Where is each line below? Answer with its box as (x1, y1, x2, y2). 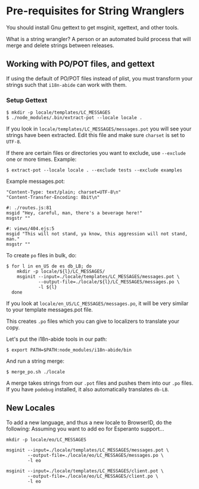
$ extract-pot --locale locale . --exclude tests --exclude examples (6, 167, 183, 173)
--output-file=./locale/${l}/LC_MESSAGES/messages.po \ (38, 279, 180, 285)
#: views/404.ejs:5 (6, 226, 55, 232)
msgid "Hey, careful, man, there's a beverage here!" (6, 210, 143, 216)
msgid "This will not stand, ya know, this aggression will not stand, (6, 231, 188, 237)
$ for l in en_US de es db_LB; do (6, 263, 92, 269)
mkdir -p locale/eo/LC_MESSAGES (6, 437, 86, 443)
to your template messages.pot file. (6, 306, 94, 313)
